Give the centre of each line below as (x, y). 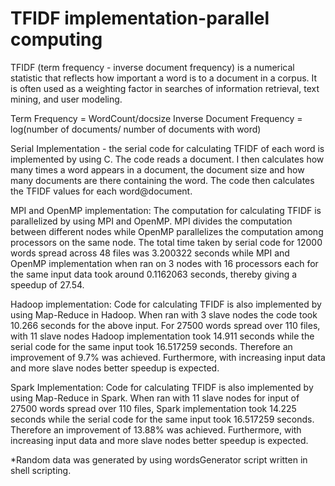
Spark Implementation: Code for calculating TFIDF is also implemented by (162, 387)
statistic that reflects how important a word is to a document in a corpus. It (164, 78)
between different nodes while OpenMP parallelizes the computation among (167, 231)
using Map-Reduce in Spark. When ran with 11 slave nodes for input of (155, 398)
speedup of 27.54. (47, 284)
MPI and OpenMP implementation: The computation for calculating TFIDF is (166, 210)
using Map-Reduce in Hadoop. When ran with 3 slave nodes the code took (164, 314)
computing (56, 39)
